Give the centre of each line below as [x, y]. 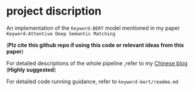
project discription [54, 11]
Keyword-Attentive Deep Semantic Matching [61, 34]
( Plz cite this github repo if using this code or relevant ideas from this [95, 45]
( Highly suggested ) [31, 69]
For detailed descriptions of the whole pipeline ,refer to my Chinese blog [97, 63]
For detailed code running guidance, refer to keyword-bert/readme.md [92, 81]
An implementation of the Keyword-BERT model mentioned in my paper [93, 28]
